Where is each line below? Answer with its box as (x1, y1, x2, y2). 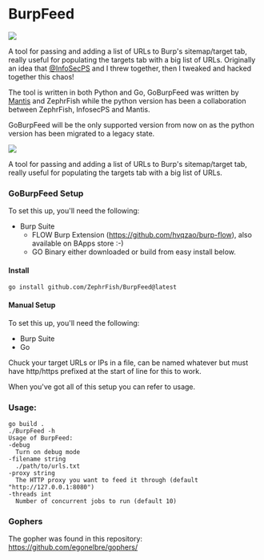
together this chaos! (8, 71, 74, 81)
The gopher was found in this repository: (8, 534, 142, 544)
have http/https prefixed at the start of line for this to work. (8, 366, 202, 375)
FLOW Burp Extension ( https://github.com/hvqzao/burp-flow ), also (31, 230, 252, 240)
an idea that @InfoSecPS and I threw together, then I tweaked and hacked (8, 63, 252, 73)
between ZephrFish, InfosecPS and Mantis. (8, 104, 150, 114)
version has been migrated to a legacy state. (8, 128, 155, 138)
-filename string (8, 455, 66, 463)
